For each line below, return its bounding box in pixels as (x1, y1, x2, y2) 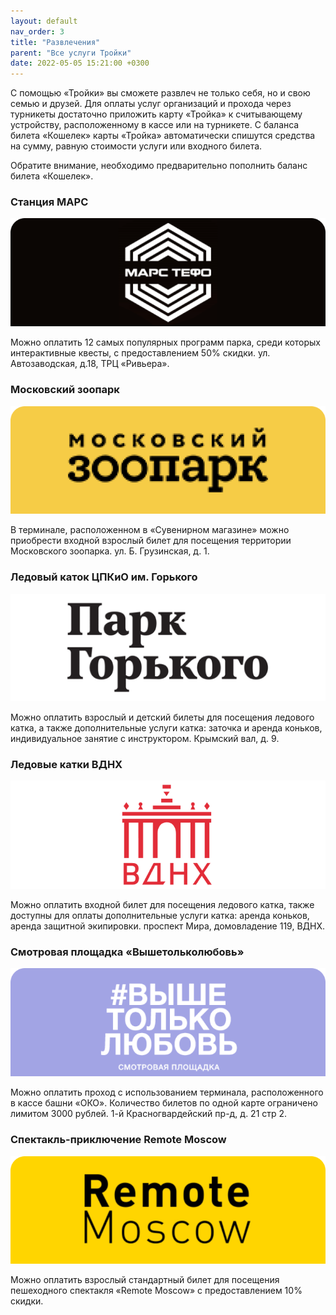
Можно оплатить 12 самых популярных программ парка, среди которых (10, 336, 322, 349)
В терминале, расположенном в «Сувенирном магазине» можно (10, 524, 290, 536)
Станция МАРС (10, 195, 89, 209)
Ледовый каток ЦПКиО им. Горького (10, 570, 198, 584)
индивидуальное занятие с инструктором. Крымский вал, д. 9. (10, 733, 280, 745)
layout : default (10, 16, 78, 26)
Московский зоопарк (10, 383, 120, 397)
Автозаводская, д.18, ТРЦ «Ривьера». (10, 358, 170, 370)
